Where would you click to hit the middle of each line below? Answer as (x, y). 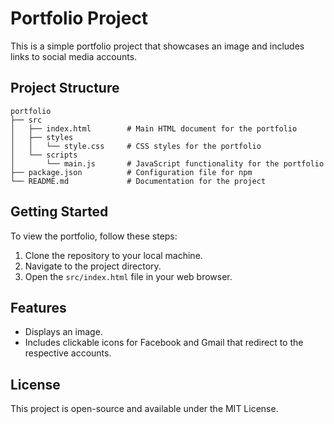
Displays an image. (63, 332)
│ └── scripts (44, 155)
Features (38, 307)
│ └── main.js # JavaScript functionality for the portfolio (167, 163)
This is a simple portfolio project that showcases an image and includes (157, 46)
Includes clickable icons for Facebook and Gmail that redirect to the (164, 343)
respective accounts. (68, 353)
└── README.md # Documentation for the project (138, 181)
